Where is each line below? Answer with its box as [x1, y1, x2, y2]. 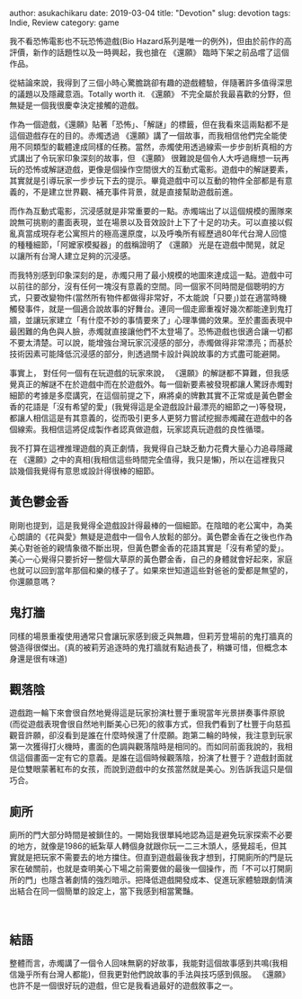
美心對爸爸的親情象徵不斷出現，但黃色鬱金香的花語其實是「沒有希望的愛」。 [9, 542, 289, 553]
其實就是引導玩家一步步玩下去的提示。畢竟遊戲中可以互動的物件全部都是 [9, 175, 277, 185]
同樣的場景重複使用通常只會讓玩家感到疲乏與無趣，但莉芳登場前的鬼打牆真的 [9, 630, 293, 642]
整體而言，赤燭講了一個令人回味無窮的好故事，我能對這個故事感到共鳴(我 [9, 958, 280, 968]
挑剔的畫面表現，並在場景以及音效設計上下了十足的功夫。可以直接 [32, 217, 277, 228]
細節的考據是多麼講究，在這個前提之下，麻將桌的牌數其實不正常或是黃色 [9, 391, 277, 400]
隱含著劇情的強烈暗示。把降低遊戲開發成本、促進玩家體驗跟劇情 [48, 875, 285, 886]
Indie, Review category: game [9, 17, 120, 28]
